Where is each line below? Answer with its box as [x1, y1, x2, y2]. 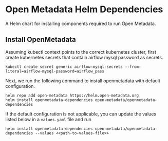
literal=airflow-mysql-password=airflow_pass [5, 68, 104, 74]
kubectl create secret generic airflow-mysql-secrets [5, 64, 123, 69]
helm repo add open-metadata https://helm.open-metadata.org [5, 93, 139, 98]
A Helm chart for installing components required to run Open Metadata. [5, 20, 156, 27]
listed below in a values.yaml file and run [5, 116, 91, 122]
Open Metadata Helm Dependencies [5, 4, 163, 15]
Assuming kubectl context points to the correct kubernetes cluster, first [5, 49, 157, 55]
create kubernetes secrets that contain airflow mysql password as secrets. [5, 54, 163, 60]
